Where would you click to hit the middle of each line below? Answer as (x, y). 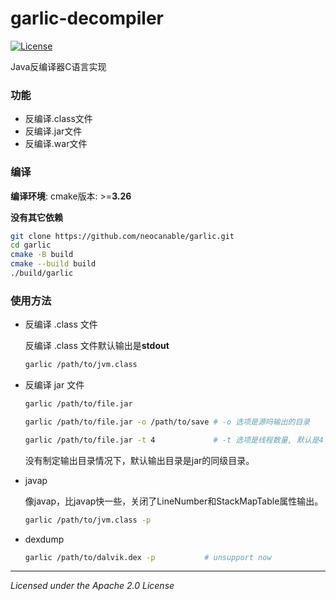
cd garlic (31, 245)
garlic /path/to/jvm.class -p (88, 520)
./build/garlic (42, 273)
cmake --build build (53, 264)
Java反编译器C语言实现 (58, 66)
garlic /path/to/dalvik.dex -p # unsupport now (148, 557)
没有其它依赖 (36, 217)
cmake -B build (42, 255)
